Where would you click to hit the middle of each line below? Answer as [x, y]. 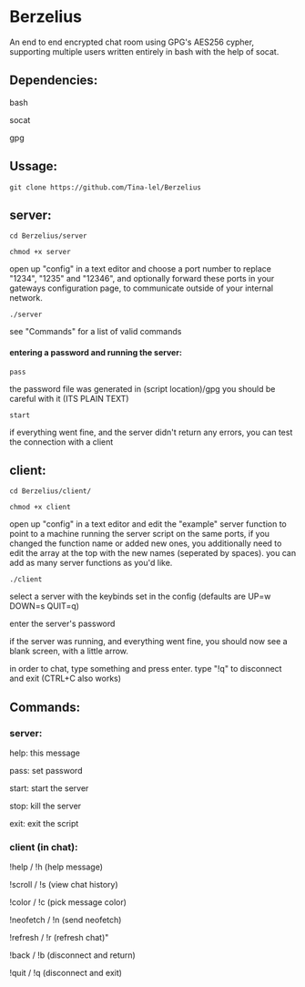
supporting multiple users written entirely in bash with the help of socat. [144, 51]
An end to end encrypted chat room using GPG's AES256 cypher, [132, 42]
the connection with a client [61, 442]
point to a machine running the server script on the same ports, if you [140, 534]
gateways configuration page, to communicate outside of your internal [142, 288]
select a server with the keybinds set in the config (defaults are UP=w [140, 596]
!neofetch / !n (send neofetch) [66, 920]
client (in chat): [44, 847]
